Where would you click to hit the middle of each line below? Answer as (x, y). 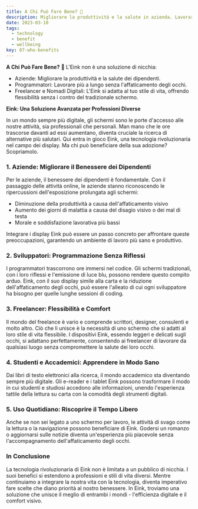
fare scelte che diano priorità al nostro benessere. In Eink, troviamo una (93, 488)
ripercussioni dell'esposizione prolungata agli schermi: (72, 192)
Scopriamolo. (22, 151)
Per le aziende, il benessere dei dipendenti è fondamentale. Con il (86, 180)
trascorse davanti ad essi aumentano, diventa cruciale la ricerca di (87, 132)
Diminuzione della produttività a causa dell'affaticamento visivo (91, 204)
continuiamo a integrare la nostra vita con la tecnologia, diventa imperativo (97, 482)
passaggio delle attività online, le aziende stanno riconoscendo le (85, 186)
